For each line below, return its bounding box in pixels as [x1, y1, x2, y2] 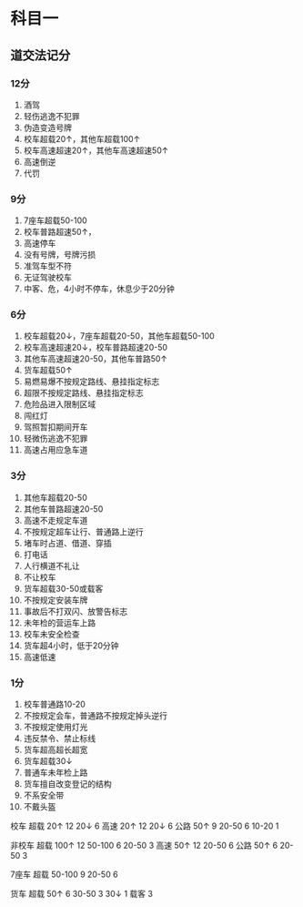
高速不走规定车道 [23, 515, 88, 525]
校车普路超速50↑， [23, 227, 96, 238]
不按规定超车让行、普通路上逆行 [23, 525, 144, 537]
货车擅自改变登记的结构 [23, 779, 112, 790]
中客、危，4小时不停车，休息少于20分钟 [23, 283, 176, 294]
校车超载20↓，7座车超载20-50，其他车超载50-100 [23, 331, 215, 341]
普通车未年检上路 [23, 767, 88, 779]
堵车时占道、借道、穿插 [23, 537, 112, 548]
